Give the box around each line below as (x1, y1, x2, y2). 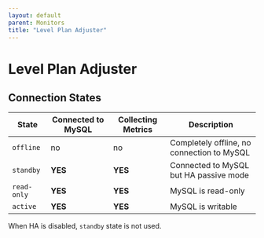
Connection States (8, 91, 102, 104)
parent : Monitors (8, 19, 65, 27)
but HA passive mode (170, 170, 250, 181)
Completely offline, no (170, 137, 251, 148)
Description (188, 119, 233, 130)
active (12, 202, 37, 211)
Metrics (123, 124, 153, 135)
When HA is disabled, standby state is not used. (8, 222, 162, 231)
